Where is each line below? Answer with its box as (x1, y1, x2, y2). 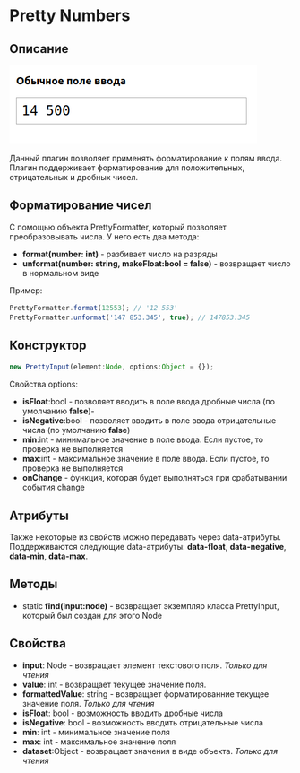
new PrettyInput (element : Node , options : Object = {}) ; (9, 362, 215, 372)
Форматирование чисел (9, 198, 152, 213)
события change (21, 482, 85, 493)
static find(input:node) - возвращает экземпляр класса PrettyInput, (21, 600, 279, 611)
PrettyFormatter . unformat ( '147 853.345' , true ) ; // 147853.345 (9, 313, 251, 322)
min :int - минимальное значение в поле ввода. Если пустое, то (21, 434, 264, 445)
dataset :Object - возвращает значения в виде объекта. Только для (21, 745, 279, 756)
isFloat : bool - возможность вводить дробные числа (21, 708, 224, 718)
